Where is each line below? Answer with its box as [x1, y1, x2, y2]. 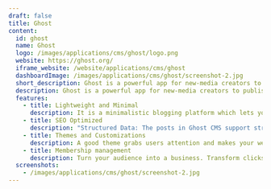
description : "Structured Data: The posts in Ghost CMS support [29, 124, 251, 132]
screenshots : [15, 162, 60, 170]
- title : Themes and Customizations [23, 131, 147, 139]
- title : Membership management [23, 146, 131, 154]
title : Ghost [8, 19, 52, 27]
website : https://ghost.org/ [15, 57, 114, 65]
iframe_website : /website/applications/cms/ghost [15, 64, 186, 72]
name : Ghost [15, 42, 56, 50]
